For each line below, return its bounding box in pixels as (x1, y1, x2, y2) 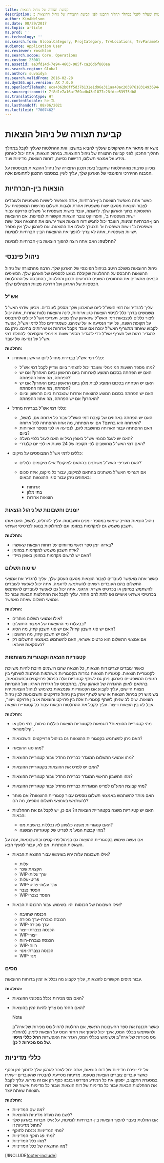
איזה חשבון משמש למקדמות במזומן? (12, 547, 79, 553)
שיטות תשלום (5, 564, 36, 571)
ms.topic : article (5, 26, 42, 30)
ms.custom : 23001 (5, 57, 41, 62)
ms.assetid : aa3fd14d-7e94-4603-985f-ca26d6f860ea (5, 62, 110, 67)
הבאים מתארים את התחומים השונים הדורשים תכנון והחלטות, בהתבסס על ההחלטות (5, 276, 159, 282)
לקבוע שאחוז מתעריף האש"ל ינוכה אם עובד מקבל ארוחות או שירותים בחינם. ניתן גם (5, 325, 158, 331)
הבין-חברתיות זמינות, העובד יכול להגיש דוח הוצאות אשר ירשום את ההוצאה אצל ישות (5, 218, 159, 224)
